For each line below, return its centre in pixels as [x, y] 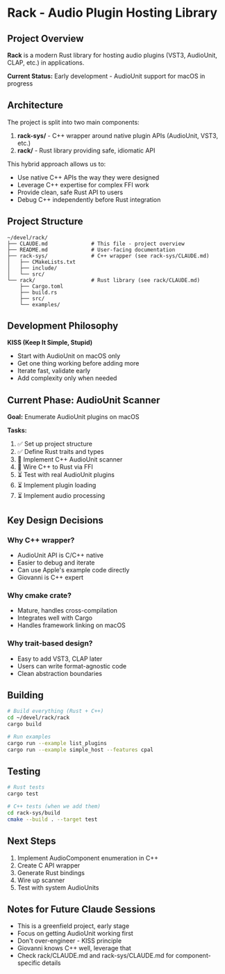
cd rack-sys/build [34, 813]
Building [25, 695]
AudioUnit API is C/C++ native [60, 555]
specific [28, 963]
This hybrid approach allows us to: [57, 164]
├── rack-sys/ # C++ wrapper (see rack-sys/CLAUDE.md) [108, 256]
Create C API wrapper [49, 865]
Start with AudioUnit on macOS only [69, 356]
